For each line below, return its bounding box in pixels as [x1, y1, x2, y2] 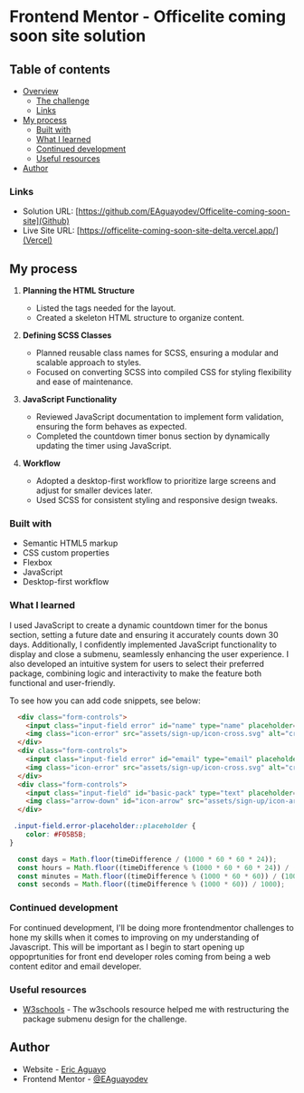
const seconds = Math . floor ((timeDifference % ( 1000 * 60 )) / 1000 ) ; [17, 880, 286, 889]
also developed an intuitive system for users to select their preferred [9, 658, 265, 669]
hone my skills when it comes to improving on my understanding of [9, 932, 260, 943]
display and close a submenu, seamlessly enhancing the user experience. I [9, 648, 290, 659]
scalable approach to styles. [35, 357, 142, 368]
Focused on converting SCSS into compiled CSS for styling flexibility [35, 367, 292, 378]
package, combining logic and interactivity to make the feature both [9, 668, 262, 679]
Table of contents [9, 62, 110, 77]
